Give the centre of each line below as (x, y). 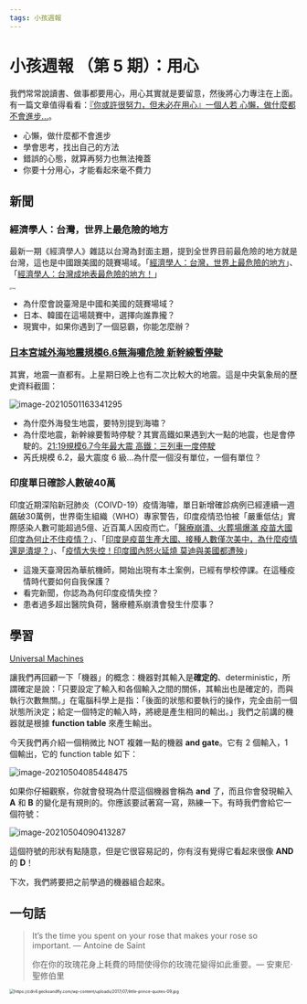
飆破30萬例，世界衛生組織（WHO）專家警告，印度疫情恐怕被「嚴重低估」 (148, 516)
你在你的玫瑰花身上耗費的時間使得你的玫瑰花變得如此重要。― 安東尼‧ (162, 965)
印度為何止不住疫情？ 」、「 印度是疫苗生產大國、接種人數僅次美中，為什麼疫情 (153, 539)
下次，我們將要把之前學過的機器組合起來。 (90, 881)
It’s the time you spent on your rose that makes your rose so (145, 936)
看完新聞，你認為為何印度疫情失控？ (91, 593)
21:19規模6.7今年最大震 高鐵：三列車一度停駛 (132, 445)
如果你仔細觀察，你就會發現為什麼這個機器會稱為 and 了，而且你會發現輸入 (151, 791)
